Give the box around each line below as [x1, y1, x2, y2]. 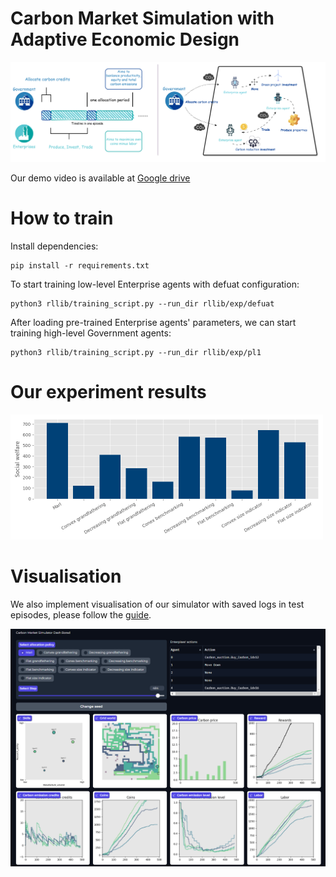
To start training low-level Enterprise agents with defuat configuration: [10, 278, 300, 290]
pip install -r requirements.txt [10, 260, 150, 271]
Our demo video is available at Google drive [10, 172, 191, 184]
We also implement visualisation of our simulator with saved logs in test [10, 598, 305, 610]
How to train [10, 207, 114, 230]
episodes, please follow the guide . [10, 608, 152, 621]
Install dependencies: [10, 240, 99, 252]
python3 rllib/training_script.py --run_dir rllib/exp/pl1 [10, 347, 262, 357]
